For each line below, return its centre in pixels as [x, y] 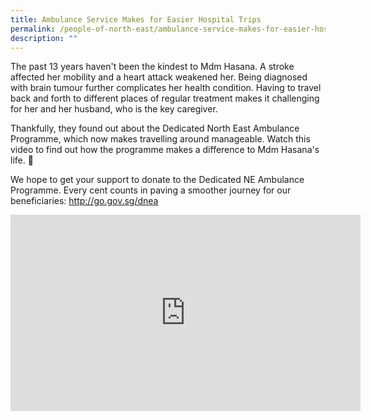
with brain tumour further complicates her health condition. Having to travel [166, 88]
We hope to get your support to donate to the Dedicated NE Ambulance [157, 180]
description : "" [44, 38]
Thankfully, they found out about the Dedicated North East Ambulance [155, 128]
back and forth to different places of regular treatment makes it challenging [165, 98]
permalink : [33, 29]
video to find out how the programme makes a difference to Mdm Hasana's [165, 150]
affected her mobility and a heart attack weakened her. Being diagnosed [159, 77]
